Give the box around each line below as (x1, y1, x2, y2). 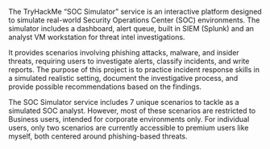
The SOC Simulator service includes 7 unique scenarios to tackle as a (8, 98, 239, 107)
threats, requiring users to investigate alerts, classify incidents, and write (8, 56, 250, 66)
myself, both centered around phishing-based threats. (8, 131, 188, 141)
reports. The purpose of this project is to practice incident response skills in (8, 65, 260, 74)
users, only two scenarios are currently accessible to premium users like (8, 123, 249, 132)
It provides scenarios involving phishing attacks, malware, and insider (8, 48, 239, 57)
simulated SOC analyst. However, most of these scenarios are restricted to (8, 106, 256, 115)
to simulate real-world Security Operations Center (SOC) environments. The (8, 15, 260, 25)
